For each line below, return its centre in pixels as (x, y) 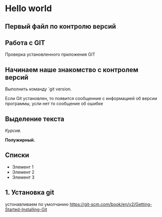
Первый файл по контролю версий (61, 26)
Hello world (29, 8)
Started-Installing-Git (26, 209)
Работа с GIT (25, 42)
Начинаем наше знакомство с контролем (72, 70)
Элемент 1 (23, 167)
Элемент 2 (23, 172)
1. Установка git (30, 192)
